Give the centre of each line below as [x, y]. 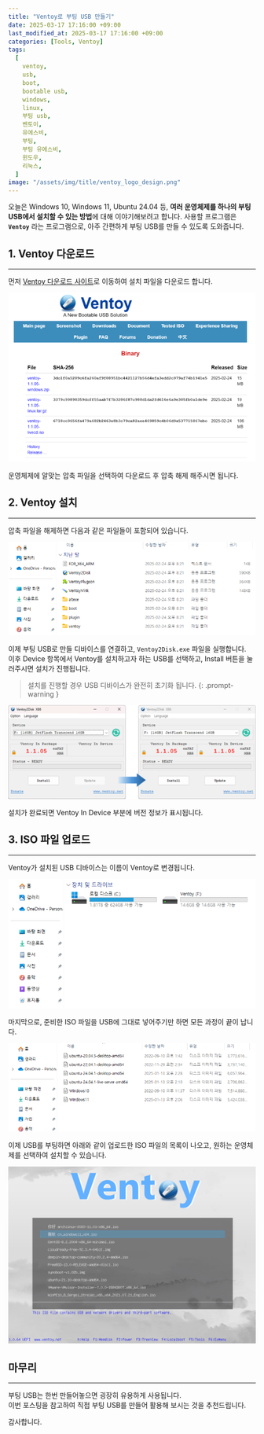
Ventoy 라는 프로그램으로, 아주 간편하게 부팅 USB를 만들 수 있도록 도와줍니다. [126, 226]
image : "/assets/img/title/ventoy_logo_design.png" [94, 182]
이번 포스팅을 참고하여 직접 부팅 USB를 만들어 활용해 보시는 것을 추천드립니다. [127, 1405]
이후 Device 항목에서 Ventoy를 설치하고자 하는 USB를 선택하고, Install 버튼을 [126, 658]
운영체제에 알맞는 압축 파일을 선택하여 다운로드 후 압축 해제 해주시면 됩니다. [123, 476]
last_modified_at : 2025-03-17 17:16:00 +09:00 [86, 33]
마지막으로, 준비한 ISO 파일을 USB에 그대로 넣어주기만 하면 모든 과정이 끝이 [123, 1022]
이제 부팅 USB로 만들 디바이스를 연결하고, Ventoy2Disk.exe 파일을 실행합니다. [127, 649]
